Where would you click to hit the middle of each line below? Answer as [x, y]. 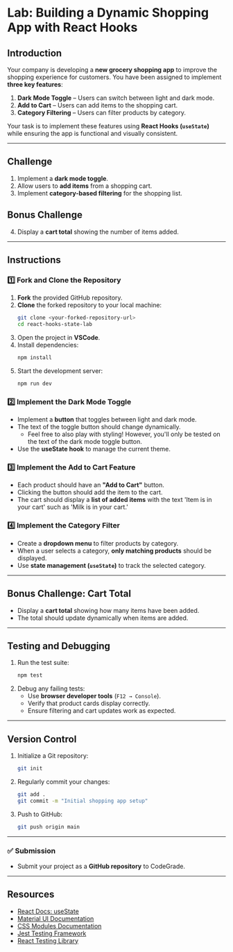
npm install [34, 358]
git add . [32, 794]
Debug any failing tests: [51, 689]
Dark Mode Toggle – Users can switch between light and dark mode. [116, 98]
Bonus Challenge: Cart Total [69, 594]
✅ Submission [32, 851]
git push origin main [48, 826]
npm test [30, 675]
